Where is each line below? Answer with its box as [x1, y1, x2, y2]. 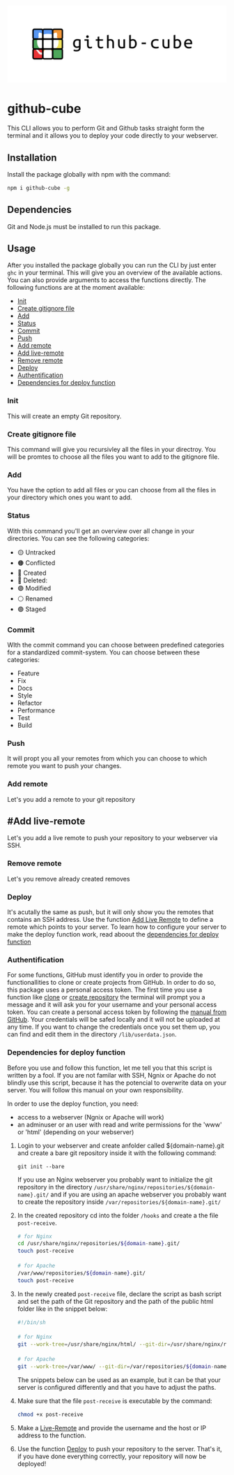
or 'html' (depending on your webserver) [17, 1127, 134, 1136]
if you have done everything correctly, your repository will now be [17, 1452, 207, 1460]
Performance [17, 706, 56, 714]
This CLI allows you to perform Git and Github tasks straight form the [7, 124, 205, 133]
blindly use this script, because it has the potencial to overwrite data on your [7, 1078, 227, 1087]
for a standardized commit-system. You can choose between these [7, 648, 201, 656]
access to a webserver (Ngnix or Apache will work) [17, 1113, 165, 1121]
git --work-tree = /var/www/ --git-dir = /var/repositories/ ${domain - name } [17, 1363, 230, 1370]
